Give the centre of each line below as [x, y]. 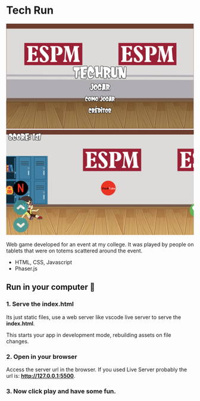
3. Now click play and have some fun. [61, 391]
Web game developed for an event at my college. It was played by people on [100, 244]
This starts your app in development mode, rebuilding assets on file [89, 335]
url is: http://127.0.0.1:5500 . [41, 375]
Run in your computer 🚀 [51, 287]
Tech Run [30, 10]
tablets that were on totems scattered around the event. [74, 251]
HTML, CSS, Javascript [43, 262]
